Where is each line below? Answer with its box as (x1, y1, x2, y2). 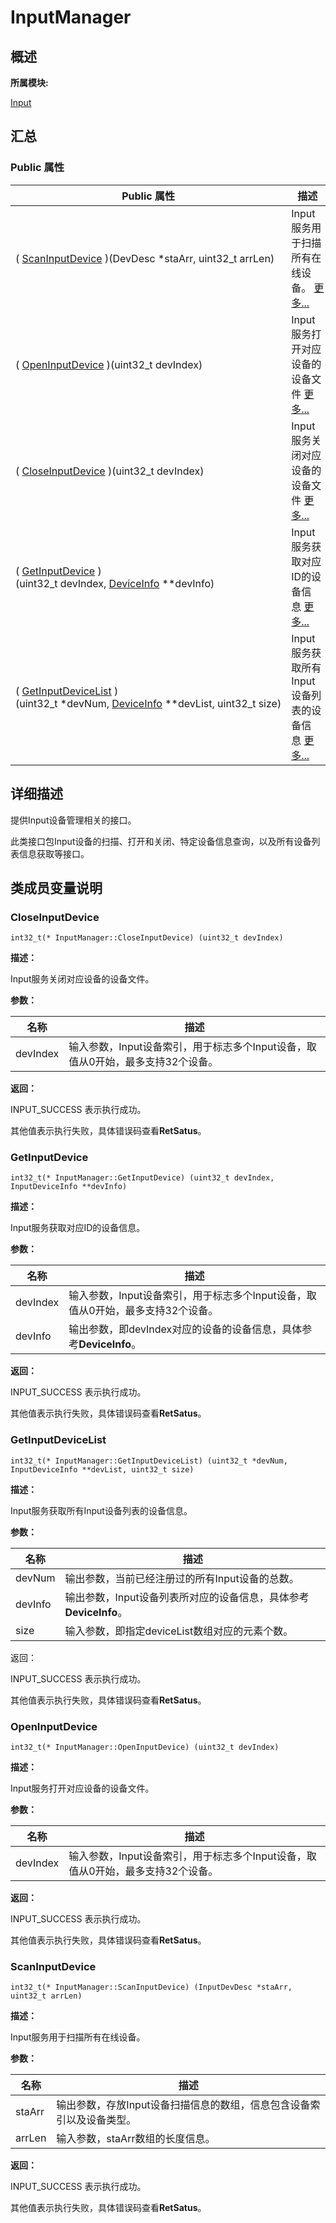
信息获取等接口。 (18, 847, 90, 860)
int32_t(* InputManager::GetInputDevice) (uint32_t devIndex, (10, 1173, 275, 1183)
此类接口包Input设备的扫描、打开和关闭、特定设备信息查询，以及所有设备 (10, 835, 312, 847)
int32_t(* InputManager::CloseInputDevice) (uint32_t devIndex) (10, 933, 284, 943)
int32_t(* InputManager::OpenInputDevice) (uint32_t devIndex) (10, 1742, 280, 1753)
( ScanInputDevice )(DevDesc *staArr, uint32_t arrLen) (15, 251, 275, 265)
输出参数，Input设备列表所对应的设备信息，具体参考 (64, 1590, 310, 1604)
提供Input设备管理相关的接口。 (10, 814, 137, 826)
